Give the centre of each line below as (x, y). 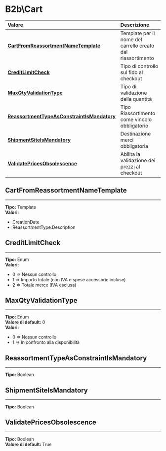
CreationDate (26, 222)
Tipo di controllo (139, 66)
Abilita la (130, 154)
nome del (131, 39)
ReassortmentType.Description (44, 227)
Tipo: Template (21, 207)
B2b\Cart (24, 9)
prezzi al (130, 166)
